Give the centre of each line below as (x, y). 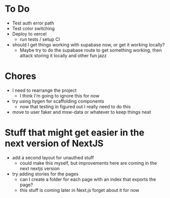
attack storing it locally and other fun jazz (63, 55)
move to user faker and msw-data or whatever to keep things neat (81, 112)
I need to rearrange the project (44, 90)
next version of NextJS (54, 144)
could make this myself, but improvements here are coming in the (88, 163)
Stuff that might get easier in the (75, 133)
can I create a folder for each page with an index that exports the (88, 179)
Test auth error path (33, 23)
